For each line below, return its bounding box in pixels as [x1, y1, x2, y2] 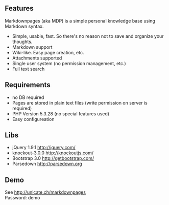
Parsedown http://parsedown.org [12, 161, 82, 167]
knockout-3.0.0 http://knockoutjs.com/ [12, 150, 94, 156]
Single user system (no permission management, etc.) [12, 60, 126, 66]
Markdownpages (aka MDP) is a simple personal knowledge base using [5, 17, 155, 24]
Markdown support [12, 44, 53, 50]
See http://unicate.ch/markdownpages [5, 189, 86, 195]
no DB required [12, 94, 44, 100]
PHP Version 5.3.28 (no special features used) [12, 110, 110, 117]
